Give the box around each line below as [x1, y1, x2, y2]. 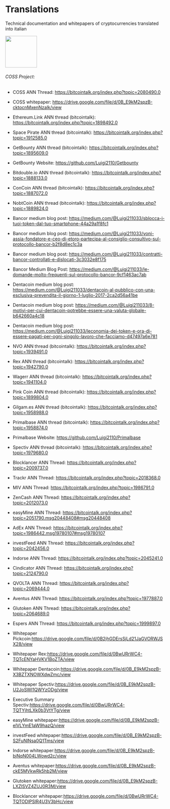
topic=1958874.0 [12, 425, 48, 431]
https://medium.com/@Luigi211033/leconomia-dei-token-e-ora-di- [12, 328, 152, 334]
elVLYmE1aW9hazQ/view [12, 722, 65, 728]
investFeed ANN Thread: [12, 540, 64, 546]
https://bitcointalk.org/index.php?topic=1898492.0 [12, 120, 118, 126]
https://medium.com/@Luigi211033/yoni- [69, 231, 154, 237]
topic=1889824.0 [12, 205, 49, 211]
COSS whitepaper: [12, 99, 52, 105]
